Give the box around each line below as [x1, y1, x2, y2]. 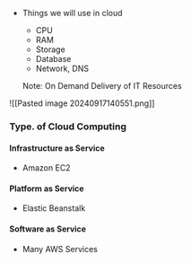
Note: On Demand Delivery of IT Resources [22, 81, 182, 91]
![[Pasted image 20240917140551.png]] [9, 98, 155, 109]
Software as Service [9, 224, 87, 234]
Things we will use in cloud [22, 8, 123, 18]
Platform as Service [9, 183, 84, 194]
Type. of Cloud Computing [9, 120, 127, 133]
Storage [35, 44, 65, 55]
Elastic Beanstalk [22, 203, 86, 214]
